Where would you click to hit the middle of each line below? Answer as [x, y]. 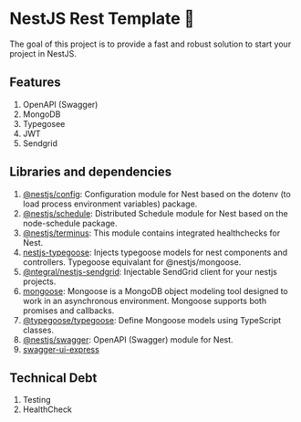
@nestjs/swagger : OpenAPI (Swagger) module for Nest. [128, 339]
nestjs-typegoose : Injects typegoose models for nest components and [155, 252]
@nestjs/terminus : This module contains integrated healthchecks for [151, 233]
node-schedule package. [70, 223]
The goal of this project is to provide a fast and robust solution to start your [150, 44]
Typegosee [44, 123]
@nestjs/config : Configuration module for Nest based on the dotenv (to [157, 194]
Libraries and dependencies [91, 172]
